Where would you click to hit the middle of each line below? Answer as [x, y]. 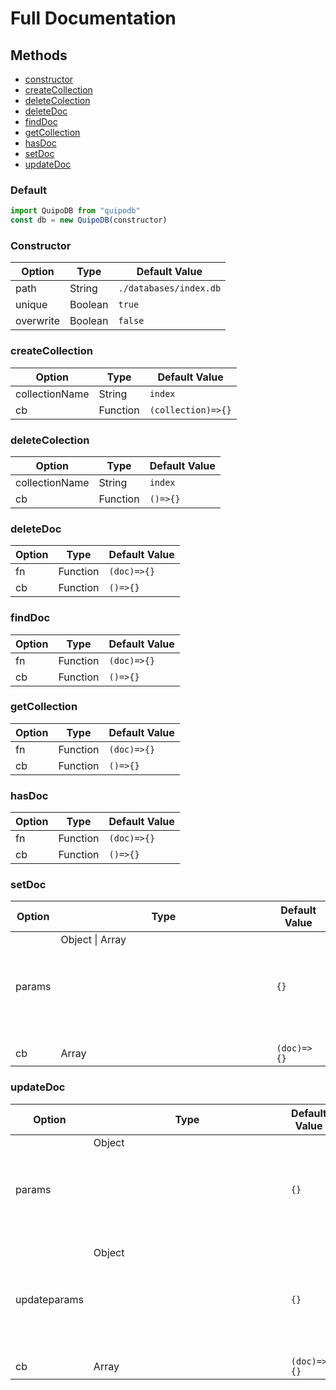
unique [31, 305]
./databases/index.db [170, 288]
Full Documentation [93, 18]
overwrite [37, 321]
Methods [39, 55]
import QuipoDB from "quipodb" [75, 211]
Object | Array [93, 940]
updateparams [49, 1299]
